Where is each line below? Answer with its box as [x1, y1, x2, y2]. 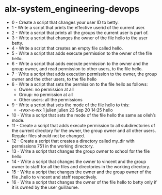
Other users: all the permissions [18, 97, 83, 102]
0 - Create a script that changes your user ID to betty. [11, 19, 119, 25]
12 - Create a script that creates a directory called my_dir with [11, 138, 135, 144]
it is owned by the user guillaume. [11, 184, 79, 190]
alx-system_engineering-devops [4, 3, 140, 15]
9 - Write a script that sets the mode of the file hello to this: [11, 102, 130, 108]
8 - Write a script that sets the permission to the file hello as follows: [11, 81, 148, 87]
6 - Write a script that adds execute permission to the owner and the [11, 61, 148, 66]
